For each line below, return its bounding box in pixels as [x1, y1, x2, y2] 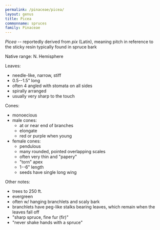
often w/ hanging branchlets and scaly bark [12, 199, 100, 205]
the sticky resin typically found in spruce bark [5, 44, 97, 50]
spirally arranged [12, 88, 47, 94]
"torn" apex [19, 159, 43, 165]
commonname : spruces [5, 21, 47, 26]
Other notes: [5, 179, 30, 185]
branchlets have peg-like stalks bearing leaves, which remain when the [12, 204, 155, 210]
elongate [19, 128, 38, 134]
